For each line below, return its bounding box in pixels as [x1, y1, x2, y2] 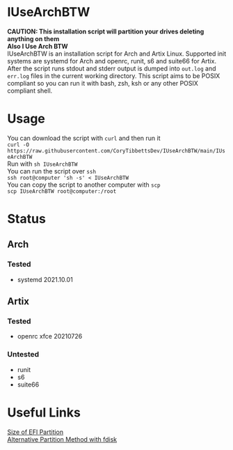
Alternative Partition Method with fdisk [7, 435, 118, 443]
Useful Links [7, 405, 81, 420]
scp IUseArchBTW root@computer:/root [7, 187, 117, 195]
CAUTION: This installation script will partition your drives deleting [7, 27, 204, 36]
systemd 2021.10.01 [17, 275, 73, 284]
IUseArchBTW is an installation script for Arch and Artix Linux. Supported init [7, 49, 227, 58]
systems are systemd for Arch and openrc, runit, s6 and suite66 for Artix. [7, 56, 217, 65]
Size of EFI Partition [7, 428, 64, 436]
